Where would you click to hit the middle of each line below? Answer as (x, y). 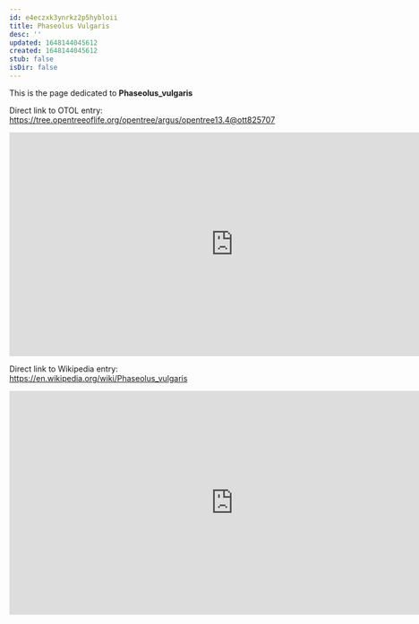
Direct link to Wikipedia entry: (64, 369)
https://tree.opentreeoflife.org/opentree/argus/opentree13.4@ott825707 (142, 120)
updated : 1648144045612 (54, 43)
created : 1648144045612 (54, 51)
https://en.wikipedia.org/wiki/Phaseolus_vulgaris (98, 378)
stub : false (31, 59)
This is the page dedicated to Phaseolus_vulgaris (101, 93)
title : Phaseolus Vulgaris (60, 26)
